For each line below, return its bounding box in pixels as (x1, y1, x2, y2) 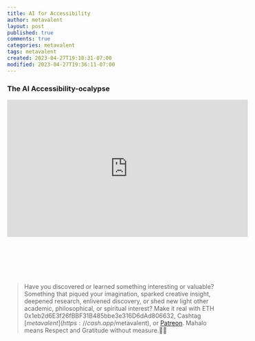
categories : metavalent (7, 42, 76, 49)
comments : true (7, 36, 51, 43)
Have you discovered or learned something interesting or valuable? (23, 282, 214, 290)
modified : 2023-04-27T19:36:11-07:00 (7, 61, 115, 68)
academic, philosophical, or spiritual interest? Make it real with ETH (23, 304, 214, 312)
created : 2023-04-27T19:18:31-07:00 (7, 55, 112, 62)
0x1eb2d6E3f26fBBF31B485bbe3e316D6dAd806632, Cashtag (23, 311, 201, 320)
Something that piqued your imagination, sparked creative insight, (23, 290, 211, 298)
